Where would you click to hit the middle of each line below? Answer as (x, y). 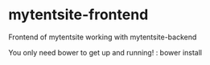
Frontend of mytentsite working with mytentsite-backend (103, 37)
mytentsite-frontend (78, 15)
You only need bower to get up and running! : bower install (105, 52)
